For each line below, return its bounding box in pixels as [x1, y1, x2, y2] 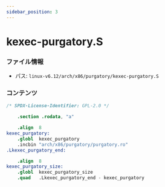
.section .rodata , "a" [17, 114, 74, 120]
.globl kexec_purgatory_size [17, 170, 94, 176]
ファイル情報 [6, 57, 44, 66]
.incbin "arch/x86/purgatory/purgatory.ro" [17, 141, 129, 148]
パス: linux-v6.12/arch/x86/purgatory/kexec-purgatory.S [15, 72, 159, 80]
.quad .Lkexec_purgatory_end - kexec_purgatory [17, 175, 145, 181]
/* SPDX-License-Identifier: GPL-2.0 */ [6, 103, 110, 109]
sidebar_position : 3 [6, 8, 59, 15]
